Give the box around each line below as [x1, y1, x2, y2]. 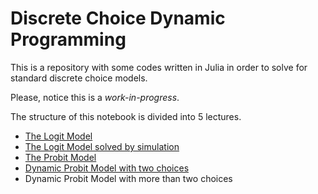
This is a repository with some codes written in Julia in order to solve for [10, 61, 308, 73]
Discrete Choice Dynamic [10, 7, 226, 30]
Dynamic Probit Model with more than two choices [24, 172, 233, 184]
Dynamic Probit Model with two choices [24, 162, 190, 174]
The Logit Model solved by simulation [24, 140, 180, 152]
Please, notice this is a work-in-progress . [10, 91, 180, 103]
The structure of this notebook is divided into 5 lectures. [10, 110, 242, 122]
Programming [10, 28, 127, 51]
